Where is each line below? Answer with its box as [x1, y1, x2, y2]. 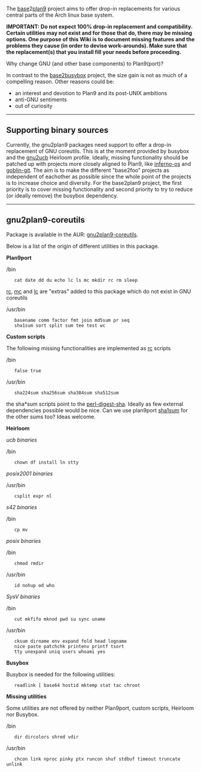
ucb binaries [6, 436, 37, 443]
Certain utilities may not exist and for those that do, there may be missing [6, 29, 193, 37]
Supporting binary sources [6, 125, 109, 135]
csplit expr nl [14, 493, 52, 499]
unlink [6, 761, 23, 767]
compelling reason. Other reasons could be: [6, 78, 115, 85]
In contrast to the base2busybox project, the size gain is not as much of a [6, 72, 187, 78]
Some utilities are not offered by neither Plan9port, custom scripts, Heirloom [6, 704, 194, 712]
